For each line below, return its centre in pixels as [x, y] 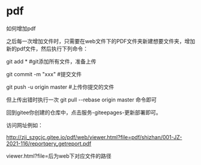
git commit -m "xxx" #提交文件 [44, 74]
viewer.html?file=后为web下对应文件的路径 [59, 156]
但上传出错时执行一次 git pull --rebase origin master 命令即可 [82, 100]
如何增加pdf [21, 28]
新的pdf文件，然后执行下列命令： [47, 49]
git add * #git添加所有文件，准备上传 [51, 61]
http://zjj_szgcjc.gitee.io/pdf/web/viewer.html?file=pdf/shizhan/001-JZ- [94, 137]
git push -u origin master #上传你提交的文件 [60, 87]
